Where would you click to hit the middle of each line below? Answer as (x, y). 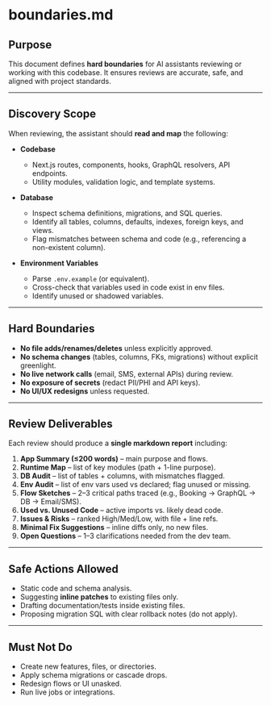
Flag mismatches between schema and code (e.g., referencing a (139, 239)
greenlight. (38, 365)
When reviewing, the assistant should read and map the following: (118, 133)
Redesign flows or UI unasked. (71, 684)
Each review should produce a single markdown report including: (118, 443)
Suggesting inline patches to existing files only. (99, 597)
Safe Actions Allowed (63, 569)
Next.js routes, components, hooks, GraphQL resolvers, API (131, 165)
